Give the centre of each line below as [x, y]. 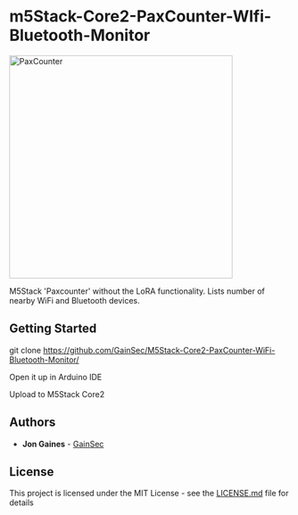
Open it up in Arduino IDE [56, 377]
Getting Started [53, 329]
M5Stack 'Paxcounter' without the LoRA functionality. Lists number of [137, 291]
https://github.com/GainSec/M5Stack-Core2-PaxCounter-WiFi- [159, 350]
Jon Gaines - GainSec [63, 444]
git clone [25, 350]
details [21, 503]
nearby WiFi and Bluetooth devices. [74, 300]
